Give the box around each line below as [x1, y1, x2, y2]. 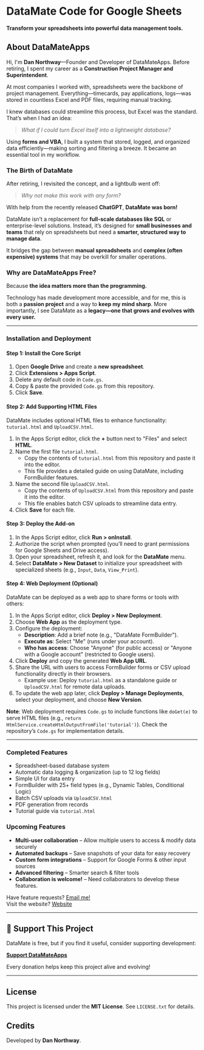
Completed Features [6, 748, 68, 757]
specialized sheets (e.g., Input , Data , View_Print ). [15, 566, 139, 573]
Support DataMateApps [6, 951, 68, 959]
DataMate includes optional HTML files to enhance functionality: [6, 416, 167, 424]
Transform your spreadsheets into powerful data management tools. [6, 24, 183, 32]
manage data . [6, 235, 42, 242]
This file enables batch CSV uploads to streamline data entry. [24, 499, 178, 507]
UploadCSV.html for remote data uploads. [24, 683, 126, 690]
